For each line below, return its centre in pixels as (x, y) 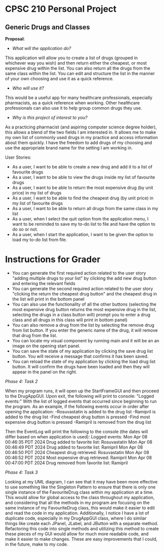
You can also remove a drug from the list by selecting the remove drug (83, 325)
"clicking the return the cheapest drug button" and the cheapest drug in (85, 294)
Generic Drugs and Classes (47, 27)
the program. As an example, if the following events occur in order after (77, 406)
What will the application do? (42, 48)
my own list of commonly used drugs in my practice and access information (82, 137)
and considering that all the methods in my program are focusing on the (77, 503)
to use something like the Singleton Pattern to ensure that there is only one (80, 487)
